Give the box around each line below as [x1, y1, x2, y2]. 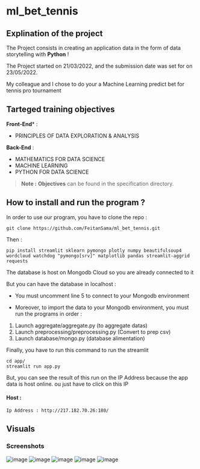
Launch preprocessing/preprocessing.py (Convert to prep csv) [14, 328, 171, 336]
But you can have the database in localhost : [6, 280, 116, 287]
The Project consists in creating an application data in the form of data [6, 44, 181, 51]
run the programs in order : [14, 310, 83, 317]
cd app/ [6, 358, 26, 364]
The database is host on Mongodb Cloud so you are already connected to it [6, 269, 194, 276]
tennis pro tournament [6, 87, 61, 94]
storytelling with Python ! [6, 51, 69, 58]
